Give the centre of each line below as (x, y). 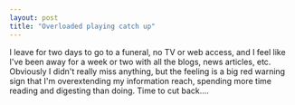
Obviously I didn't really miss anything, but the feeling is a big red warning (147, 71)
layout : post (34, 18)
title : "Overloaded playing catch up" (82, 26)
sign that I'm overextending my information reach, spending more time (140, 81)
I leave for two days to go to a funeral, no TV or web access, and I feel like (148, 52)
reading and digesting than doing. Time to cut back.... (109, 91)
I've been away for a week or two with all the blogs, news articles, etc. (140, 62)
